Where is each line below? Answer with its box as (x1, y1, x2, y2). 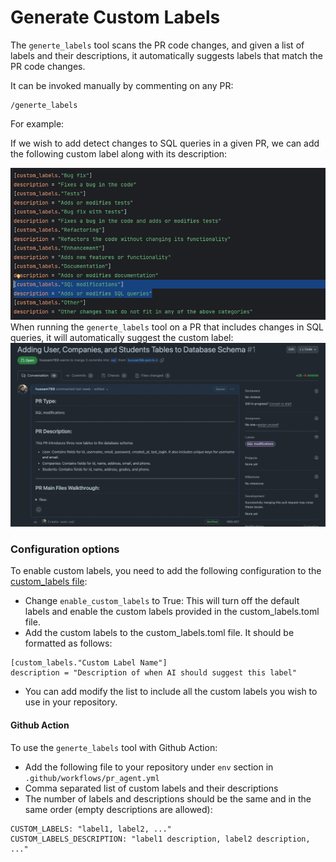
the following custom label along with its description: (10, 147, 228, 160)
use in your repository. (24, 696, 118, 708)
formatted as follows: (24, 637, 113, 650)
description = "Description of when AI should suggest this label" (10, 668, 298, 678)
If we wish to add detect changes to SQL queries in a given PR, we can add (10, 137, 320, 149)
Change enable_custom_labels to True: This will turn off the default (24, 595, 300, 607)
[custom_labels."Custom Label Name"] (10, 658, 168, 668)
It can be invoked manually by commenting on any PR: (10, 79, 234, 91)
